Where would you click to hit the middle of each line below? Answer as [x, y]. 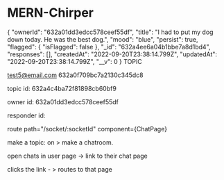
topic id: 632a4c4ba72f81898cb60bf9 [62, 88]
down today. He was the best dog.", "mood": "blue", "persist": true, [103, 39]
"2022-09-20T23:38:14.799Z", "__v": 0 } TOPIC [75, 61]
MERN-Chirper [50, 13]
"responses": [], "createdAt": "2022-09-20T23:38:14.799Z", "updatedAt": [112, 54]
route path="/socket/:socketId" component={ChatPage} [87, 129]
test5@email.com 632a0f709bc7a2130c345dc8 [75, 75]
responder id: [26, 115]
